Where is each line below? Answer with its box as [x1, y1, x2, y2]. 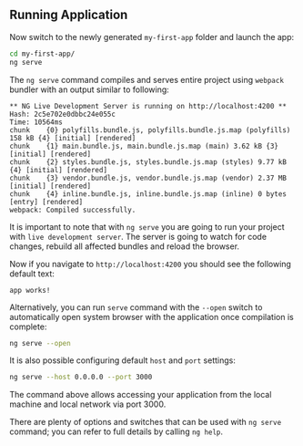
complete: [9, 321, 47, 332]
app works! [9, 285, 51, 295]
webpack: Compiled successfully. [9, 205, 136, 214]
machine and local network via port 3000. [9, 399, 167, 410]
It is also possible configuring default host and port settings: [9, 355, 237, 366]
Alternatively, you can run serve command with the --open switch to [9, 301, 263, 313]
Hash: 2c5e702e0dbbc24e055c [9, 109, 116, 119]
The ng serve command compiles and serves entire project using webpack [9, 74, 285, 85]
